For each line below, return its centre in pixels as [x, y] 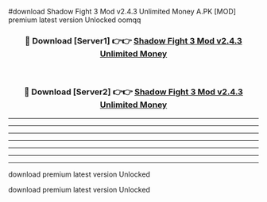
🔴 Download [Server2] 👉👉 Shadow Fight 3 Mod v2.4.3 [133, 92]
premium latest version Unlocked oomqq [75, 20]
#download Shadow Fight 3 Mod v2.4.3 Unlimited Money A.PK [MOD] [122, 11]
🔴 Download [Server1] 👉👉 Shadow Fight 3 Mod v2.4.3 [133, 40]
